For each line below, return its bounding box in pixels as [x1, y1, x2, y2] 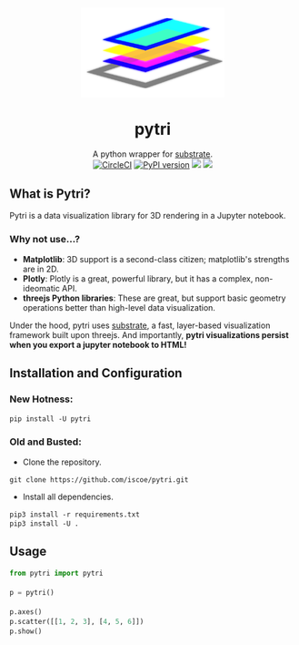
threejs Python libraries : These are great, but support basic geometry [22, 292, 286, 303]
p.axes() [9, 607, 43, 617]
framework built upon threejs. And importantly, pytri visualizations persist [9, 329, 289, 340]
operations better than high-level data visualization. [22, 302, 216, 312]
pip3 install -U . [9, 518, 79, 528]
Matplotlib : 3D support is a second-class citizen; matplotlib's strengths [22, 253, 290, 264]
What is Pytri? [9, 186, 91, 201]
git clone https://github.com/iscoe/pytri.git [9, 475, 189, 485]
